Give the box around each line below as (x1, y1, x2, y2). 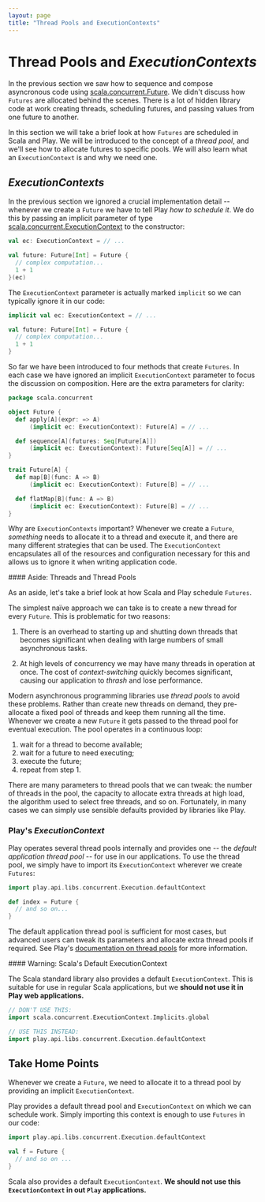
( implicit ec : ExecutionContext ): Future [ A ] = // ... (28, 423, 211, 431)
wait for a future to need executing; (19, 748, 135, 758)
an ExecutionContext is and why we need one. (8, 153, 158, 163)
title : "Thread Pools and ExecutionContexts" (8, 19, 160, 27)
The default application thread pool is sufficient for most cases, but (8, 927, 227, 936)
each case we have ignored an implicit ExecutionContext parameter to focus (8, 370, 256, 380)
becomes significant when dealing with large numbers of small (19, 635, 224, 645)
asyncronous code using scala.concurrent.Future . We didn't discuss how (8, 88, 246, 97)
